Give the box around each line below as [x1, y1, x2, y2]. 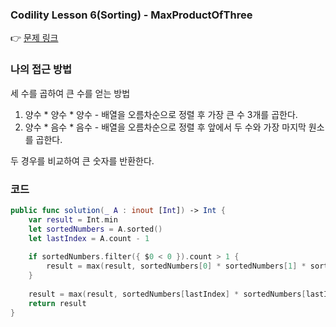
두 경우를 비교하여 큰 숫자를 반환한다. [10, 154, 155, 167]
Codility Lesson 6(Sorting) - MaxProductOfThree [10, 8, 253, 22]
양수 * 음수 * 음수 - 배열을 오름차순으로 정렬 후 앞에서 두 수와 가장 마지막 [24, 121, 307, 133]
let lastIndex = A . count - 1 [28, 233, 150, 243]
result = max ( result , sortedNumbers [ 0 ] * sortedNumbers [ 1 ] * [46, 261, 307, 272]
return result [28, 298, 87, 308]
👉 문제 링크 [10, 32, 59, 44]
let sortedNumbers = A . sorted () [28, 224, 163, 234]
